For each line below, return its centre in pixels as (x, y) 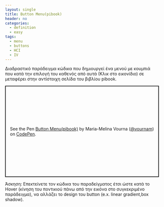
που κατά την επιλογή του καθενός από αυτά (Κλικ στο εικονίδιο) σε (75, 74)
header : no (16, 19)
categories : (17, 23)
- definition (23, 28)
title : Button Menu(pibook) (34, 14)
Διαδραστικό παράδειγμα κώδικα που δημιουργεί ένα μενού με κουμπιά (78, 69)
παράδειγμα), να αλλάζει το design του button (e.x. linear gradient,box (77, 194)
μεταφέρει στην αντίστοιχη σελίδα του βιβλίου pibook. (61, 79)
